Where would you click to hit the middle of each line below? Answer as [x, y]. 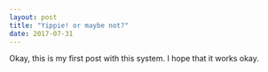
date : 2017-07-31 [41, 33]
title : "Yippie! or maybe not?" [69, 25]
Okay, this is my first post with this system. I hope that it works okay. [134, 59]
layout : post [33, 17]
